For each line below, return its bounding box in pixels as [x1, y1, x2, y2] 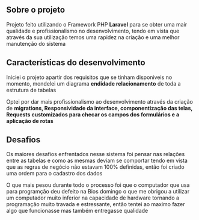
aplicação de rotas [6, 117, 54, 124]
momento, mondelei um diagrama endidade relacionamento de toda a [6, 80, 182, 87]
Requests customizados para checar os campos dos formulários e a [6, 111, 180, 118]
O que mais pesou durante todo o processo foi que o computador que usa [6, 181, 190, 189]
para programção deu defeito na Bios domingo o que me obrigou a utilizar [6, 188, 190, 195]
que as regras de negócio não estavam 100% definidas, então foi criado [6, 163, 185, 171]
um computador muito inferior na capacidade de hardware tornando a [6, 194, 179, 201]
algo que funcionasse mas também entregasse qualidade [6, 207, 148, 215]
